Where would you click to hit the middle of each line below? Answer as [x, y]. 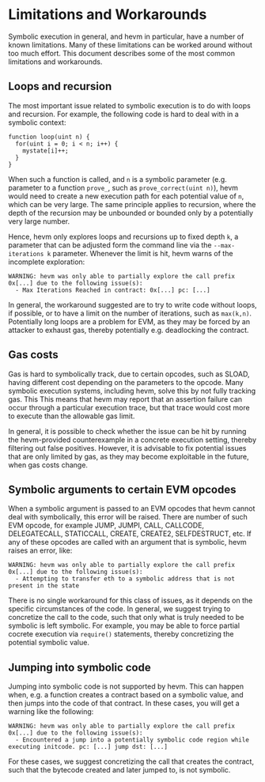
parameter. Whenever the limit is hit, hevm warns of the [143, 253]
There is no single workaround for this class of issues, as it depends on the [131, 601]
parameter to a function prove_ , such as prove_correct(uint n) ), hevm [123, 187]
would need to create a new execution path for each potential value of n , [126, 196]
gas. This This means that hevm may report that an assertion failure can [125, 399]
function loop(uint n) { [49, 137]
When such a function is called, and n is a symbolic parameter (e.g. [117, 179]
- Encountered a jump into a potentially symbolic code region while [132, 740]
